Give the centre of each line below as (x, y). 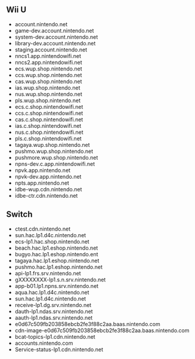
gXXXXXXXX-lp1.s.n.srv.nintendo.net (60, 280)
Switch (19, 214)
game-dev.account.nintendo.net (54, 30)
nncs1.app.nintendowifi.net (48, 56)
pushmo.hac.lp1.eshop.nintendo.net (59, 267)
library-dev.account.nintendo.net (55, 43)
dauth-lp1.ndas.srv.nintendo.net (54, 311)
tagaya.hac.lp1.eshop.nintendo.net (57, 260)
